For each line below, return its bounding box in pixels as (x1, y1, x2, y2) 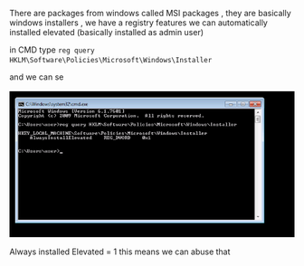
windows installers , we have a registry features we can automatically (9, 17, 269, 28)
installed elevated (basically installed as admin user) (9, 27, 204, 37)
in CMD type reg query (9, 44, 95, 55)
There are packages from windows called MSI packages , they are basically (9, 8, 291, 18)
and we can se (9, 71, 64, 82)
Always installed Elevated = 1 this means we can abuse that (9, 246, 231, 257)
